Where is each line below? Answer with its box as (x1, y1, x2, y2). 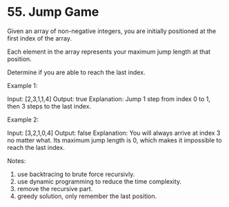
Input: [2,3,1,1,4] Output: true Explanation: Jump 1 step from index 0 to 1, (7, 94, 210, 103)
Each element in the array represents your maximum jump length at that (7, 47, 211, 56)
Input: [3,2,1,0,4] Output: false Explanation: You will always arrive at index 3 (7, 129, 221, 137)
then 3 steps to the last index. (7, 102, 92, 110)
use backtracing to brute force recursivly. (17, 170, 135, 178)
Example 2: (7, 115, 39, 124)
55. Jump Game (7, 4, 99, 20)
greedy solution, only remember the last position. (17, 192, 157, 200)
